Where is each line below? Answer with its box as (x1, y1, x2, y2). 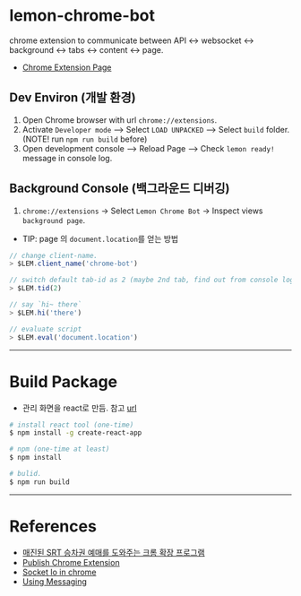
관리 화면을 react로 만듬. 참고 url (21, 402, 137, 413)
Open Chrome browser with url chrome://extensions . (21, 114, 218, 125)
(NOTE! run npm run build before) (21, 134, 148, 144)
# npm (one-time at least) (9, 445, 110, 453)
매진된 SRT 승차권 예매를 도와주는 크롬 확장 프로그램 (21, 547, 205, 557)
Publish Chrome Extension (21, 557, 120, 567)
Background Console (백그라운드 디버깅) (9, 181, 230, 196)
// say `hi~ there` (9, 300, 82, 309)
